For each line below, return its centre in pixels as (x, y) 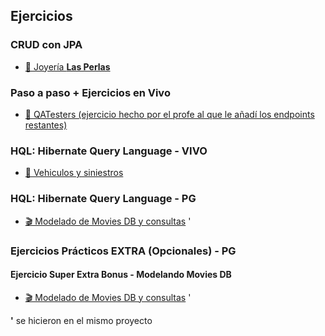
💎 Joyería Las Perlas (67, 66)
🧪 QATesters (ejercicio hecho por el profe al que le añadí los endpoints (169, 114)
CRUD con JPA (46, 45)
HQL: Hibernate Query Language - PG (103, 199)
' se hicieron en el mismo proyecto (81, 320)
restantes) (46, 125)
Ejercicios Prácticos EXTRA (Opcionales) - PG (123, 251)
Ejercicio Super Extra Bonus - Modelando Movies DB (121, 275)
